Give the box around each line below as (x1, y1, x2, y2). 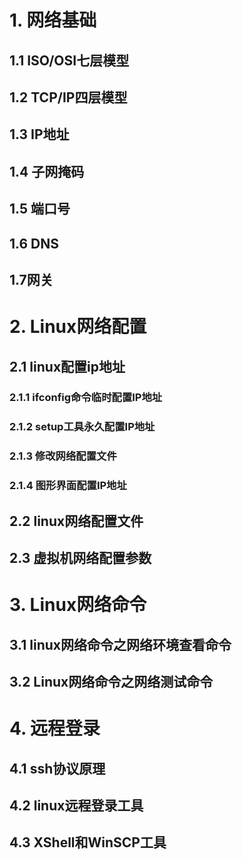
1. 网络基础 (9, 9, 97, 32)
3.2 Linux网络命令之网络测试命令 (9, 673, 214, 690)
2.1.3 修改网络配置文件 (9, 449, 117, 463)
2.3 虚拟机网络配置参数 (9, 549, 152, 566)
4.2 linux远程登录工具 (9, 797, 144, 814)
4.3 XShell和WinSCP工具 (9, 834, 167, 851)
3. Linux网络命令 (9, 594, 147, 616)
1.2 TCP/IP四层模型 (9, 89, 128, 106)
